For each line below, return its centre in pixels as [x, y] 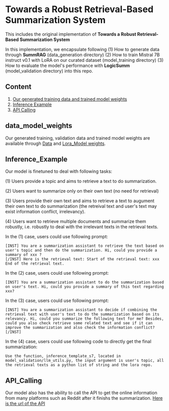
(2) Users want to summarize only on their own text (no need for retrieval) [82, 191]
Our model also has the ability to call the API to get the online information [81, 393]
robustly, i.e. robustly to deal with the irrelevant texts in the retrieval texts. [82, 227]
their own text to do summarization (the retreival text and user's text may [81, 206]
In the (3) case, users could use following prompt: [57, 301]
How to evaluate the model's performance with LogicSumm [68, 65]
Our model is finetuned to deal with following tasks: [59, 171]
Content [18, 87]
